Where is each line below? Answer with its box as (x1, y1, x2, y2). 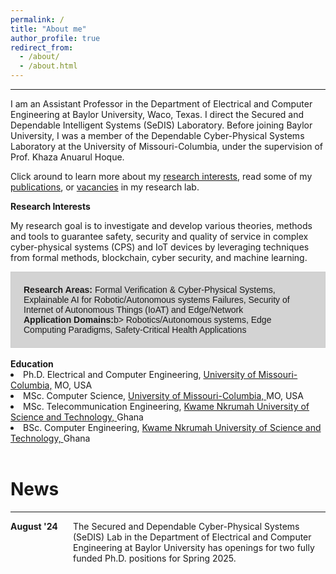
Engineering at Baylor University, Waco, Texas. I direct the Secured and (10, 109, 305, 120)
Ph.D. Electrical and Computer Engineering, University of (23, 369, 257, 380)
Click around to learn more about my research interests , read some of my (10, 171, 313, 182)
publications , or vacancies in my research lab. (10, 181, 200, 193)
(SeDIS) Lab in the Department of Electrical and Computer (73, 531, 312, 543)
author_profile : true (10, 33, 101, 43)
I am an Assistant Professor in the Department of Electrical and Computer (10, 98, 313, 110)
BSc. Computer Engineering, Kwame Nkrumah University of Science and (23, 422, 322, 433)
